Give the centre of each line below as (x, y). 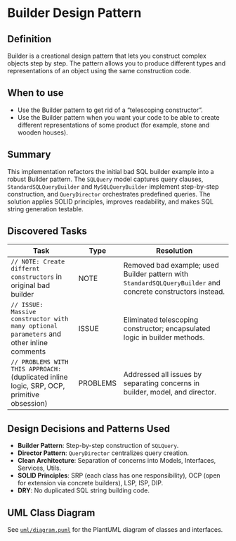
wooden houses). (42, 132)
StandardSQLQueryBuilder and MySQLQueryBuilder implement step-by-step (113, 186)
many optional (34, 326)
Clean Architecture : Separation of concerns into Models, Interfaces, (117, 461)
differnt (25, 269)
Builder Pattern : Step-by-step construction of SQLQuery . (98, 446)
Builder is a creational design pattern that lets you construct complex (107, 56)
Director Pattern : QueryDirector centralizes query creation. (103, 453)
